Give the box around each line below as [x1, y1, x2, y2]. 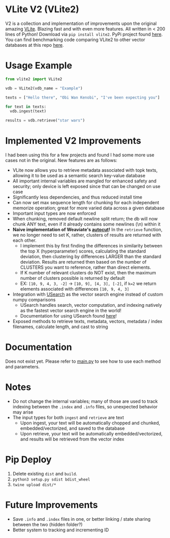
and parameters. [5, 364, 40, 369]
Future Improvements [5, 499, 98, 511]
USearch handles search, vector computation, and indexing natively [20, 302, 162, 308]
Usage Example [5, 60, 73, 72]
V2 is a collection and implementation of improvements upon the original [5, 20, 157, 26]
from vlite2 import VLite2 [5, 76, 62, 82]
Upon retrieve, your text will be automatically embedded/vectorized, [20, 430, 163, 436]
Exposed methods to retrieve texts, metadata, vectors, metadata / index [12, 319, 163, 325]
